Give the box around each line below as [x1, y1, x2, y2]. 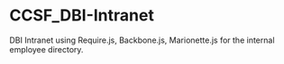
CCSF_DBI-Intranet [9, 5, 155, 26]
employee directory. [9, 44, 84, 54]
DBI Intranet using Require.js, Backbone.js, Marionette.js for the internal [9, 35, 275, 45]
